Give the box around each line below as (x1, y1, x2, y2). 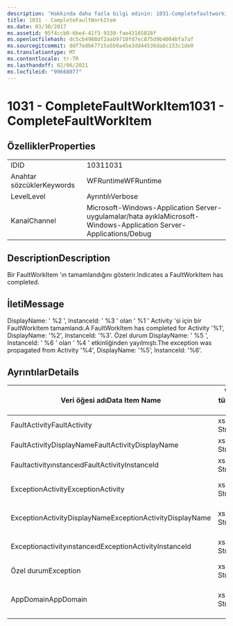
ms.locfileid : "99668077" (7, 68, 82, 75)
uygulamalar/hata (86, 211, 144, 221)
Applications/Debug (86, 228, 152, 238)
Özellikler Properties (7, 140, 96, 153)
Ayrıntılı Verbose (86, 192, 139, 201)
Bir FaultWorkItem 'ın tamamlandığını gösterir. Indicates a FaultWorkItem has (7, 271, 224, 279)
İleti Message (7, 298, 64, 310)
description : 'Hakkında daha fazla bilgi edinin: (7, 10, 154, 17)
